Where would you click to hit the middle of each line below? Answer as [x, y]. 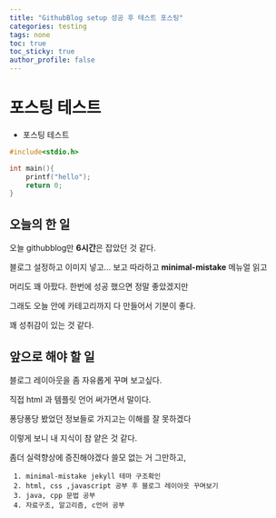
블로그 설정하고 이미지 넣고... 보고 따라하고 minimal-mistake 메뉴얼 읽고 [138, 267]
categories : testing [49, 26]
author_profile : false [52, 60]
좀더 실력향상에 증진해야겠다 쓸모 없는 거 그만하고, [98, 457]
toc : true [28, 43]
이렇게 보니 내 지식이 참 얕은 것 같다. [74, 438]
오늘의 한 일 [40, 224]
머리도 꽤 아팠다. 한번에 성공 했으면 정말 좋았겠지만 [99, 286]
